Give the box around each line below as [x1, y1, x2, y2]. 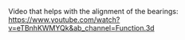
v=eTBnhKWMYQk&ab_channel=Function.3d [8, 24, 155, 32]
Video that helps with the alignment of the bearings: [8, 7, 179, 16]
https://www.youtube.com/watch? [8, 15, 120, 24]
